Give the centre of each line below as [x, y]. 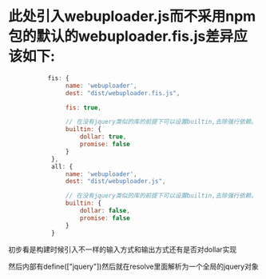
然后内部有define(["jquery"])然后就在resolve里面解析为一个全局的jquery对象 [133, 266]
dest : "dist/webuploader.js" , [115, 181]
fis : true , [83, 108]
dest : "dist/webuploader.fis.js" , [123, 93]
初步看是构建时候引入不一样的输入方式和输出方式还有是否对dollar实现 [123, 249]
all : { [62, 166]
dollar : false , [105, 211]
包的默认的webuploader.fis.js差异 [121, 36]
